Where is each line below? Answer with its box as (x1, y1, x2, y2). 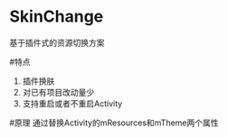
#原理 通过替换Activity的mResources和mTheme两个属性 (9, 117, 219, 128)
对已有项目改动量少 (22, 87, 95, 97)
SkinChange (9, 6, 104, 27)
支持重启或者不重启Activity (22, 97, 123, 109)
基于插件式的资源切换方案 (9, 37, 105, 48)
